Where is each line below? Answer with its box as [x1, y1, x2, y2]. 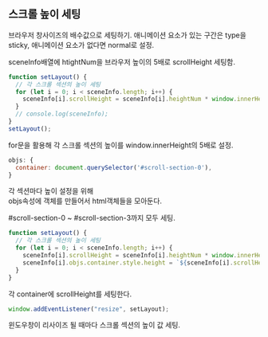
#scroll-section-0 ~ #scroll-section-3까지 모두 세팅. [8, 214, 175, 223]
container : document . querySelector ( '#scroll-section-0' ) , [15, 163, 213, 171]
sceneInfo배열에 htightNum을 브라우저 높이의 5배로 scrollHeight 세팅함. [8, 57, 236, 66]
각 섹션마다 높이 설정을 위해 [8, 186, 94, 196]
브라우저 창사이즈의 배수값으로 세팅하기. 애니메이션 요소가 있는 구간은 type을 [8, 30, 247, 40]
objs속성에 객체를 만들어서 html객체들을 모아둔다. [8, 196, 162, 206]
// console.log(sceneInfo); [15, 110, 109, 118]
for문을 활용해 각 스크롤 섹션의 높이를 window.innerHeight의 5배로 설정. [8, 140, 234, 150]
